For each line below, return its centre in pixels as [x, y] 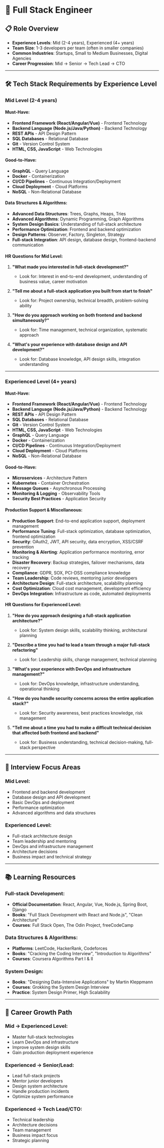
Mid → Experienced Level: [37, 1026]
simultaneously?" [31, 320]
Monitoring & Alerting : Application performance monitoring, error [78, 552]
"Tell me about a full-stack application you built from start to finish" [82, 291]
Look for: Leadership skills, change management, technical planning [88, 659]
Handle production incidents [41, 1091]
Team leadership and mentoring [44, 841]
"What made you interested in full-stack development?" [70, 267]
